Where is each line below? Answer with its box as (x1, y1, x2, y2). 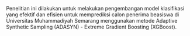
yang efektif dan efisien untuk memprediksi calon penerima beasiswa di (6, 11, 179, 18)
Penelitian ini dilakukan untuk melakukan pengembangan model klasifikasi (6, 5, 185, 12)
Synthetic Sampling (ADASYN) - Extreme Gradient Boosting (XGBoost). (6, 23, 177, 30)
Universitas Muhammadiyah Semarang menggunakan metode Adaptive (6, 17, 178, 24)
